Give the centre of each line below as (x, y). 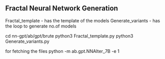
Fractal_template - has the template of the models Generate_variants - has (83, 20)
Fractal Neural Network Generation (62, 8)
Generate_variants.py (27, 41)
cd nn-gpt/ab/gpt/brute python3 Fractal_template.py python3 (69, 36)
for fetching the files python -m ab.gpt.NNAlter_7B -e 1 (62, 51)
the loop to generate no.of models (41, 26)
